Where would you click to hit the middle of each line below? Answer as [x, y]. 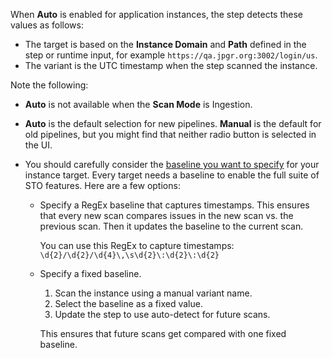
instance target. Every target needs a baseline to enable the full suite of [172, 175]
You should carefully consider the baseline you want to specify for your [172, 164]
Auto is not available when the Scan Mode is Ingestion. [138, 104]
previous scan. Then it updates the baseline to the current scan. [171, 226]
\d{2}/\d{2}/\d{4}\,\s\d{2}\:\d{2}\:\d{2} [129, 255]
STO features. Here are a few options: [102, 185]
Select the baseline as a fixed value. [128, 303]
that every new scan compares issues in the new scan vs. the [166, 215]
